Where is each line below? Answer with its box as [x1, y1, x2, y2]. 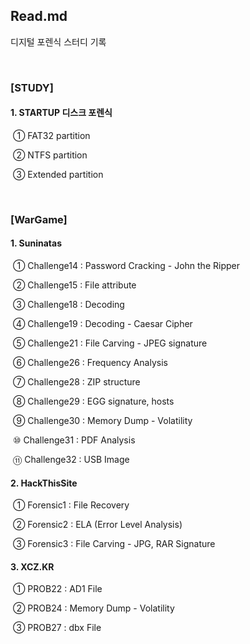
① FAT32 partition [12, 129, 91, 141]
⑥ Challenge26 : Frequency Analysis [12, 357, 168, 369]
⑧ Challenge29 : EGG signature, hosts [12, 395, 175, 408]
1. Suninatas [10, 237, 62, 249]
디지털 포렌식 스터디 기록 [10, 35, 107, 48]
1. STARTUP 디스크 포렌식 [10, 107, 113, 119]
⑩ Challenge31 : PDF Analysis [12, 434, 136, 446]
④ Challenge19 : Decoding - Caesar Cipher [12, 318, 193, 330]
